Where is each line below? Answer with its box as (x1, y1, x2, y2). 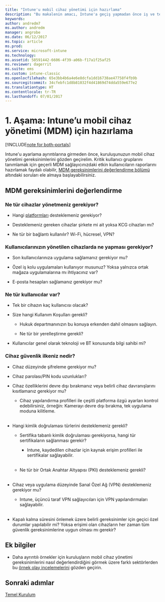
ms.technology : (5, 53, 36, 58)
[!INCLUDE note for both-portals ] (5, 142, 71, 148)
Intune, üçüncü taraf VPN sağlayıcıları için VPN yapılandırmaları (19, 496, 148, 502)
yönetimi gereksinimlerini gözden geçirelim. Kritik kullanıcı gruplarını (5, 157, 143, 163)
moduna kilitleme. (19, 408, 55, 414)
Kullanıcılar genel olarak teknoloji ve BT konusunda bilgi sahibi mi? (12, 340, 146, 346)
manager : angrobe (5, 30, 41, 35)
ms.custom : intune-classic (5, 71, 60, 76)
